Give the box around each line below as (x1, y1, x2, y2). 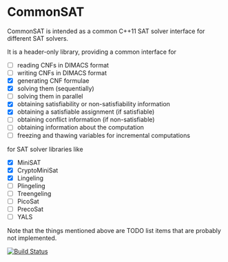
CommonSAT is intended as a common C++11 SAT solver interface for (7, 27, 205, 35)
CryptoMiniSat (17, 166, 59, 174)
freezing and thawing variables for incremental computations (17, 131, 191, 139)
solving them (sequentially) (17, 84, 94, 93)
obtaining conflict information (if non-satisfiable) (17, 115, 155, 124)
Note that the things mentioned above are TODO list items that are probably (7, 227, 222, 235)
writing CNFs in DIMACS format (17, 69, 107, 77)
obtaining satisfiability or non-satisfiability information (17, 100, 171, 108)
